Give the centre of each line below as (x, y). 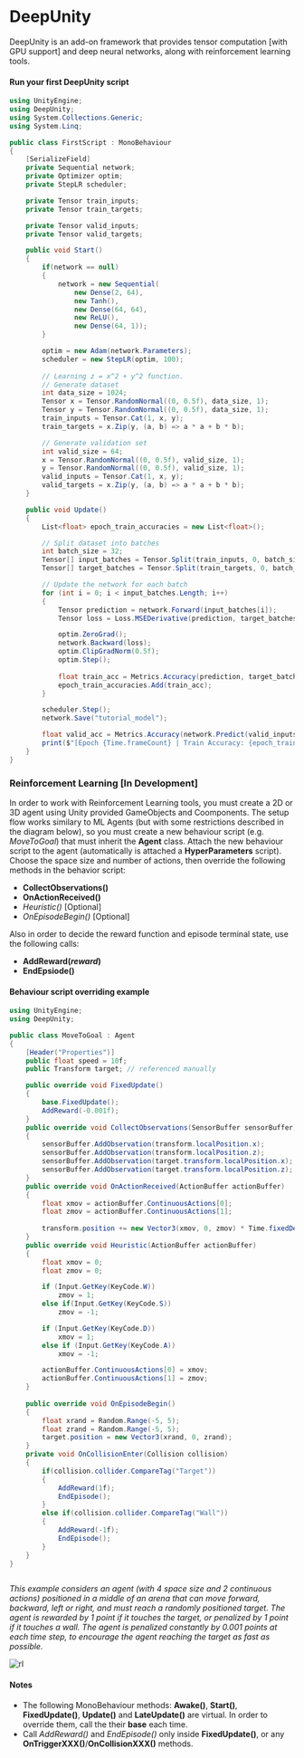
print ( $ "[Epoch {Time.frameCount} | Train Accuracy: (143, 743)
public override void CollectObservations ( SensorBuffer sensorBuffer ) (161, 1127)
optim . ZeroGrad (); (92, 635)
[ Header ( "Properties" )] (71, 1052)
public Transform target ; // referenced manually (121, 1069)
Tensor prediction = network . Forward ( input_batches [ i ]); (167, 610)
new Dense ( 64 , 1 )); (110, 326)
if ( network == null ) (81, 268)
